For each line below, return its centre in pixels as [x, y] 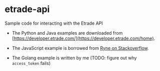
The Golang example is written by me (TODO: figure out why [74, 58]
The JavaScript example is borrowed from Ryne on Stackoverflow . [80, 48]
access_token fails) [31, 63]
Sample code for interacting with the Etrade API [54, 23]
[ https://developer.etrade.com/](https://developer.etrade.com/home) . [84, 38]
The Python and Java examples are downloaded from [67, 33]
